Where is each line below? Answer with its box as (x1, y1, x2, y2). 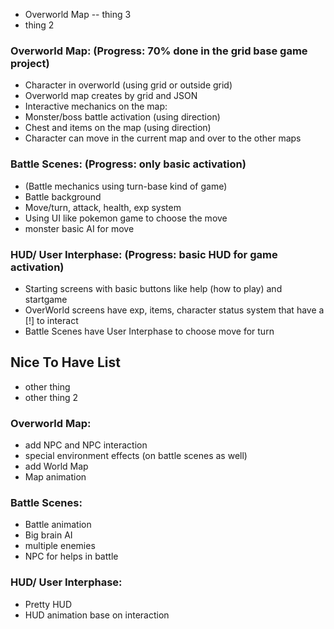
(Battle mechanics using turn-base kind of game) (24, 180, 228, 192)
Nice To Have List (10, 354, 121, 371)
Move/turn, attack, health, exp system (24, 201, 182, 213)
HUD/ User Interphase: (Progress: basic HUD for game (10, 247, 278, 261)
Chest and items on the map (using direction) (24, 122, 212, 134)
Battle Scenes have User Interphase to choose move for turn (24, 325, 275, 337)
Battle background (24, 190, 102, 203)
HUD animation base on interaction (24, 609, 170, 621)
